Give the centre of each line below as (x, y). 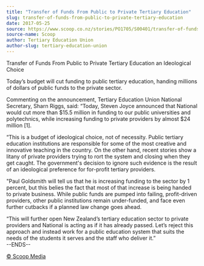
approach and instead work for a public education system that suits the (95, 231)
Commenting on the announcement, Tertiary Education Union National (94, 99)
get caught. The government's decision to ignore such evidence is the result (102, 163)
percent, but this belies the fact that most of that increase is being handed (99, 187)
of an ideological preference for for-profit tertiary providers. (81, 169)
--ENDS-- (19, 244)
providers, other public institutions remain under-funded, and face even (96, 200)
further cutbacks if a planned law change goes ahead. (74, 206)
